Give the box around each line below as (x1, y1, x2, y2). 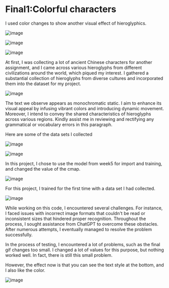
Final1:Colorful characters (5, 4, 117, 15)
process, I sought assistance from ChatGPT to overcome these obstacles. (5, 221, 159, 227)
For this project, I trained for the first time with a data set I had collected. (5, 185, 155, 191)
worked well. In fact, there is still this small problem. (5, 252, 112, 258)
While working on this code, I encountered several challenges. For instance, (5, 205, 163, 211)
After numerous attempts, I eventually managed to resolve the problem (5, 226, 152, 232)
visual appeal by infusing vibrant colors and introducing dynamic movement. (5, 105, 164, 111)
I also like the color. (5, 267, 45, 273)
